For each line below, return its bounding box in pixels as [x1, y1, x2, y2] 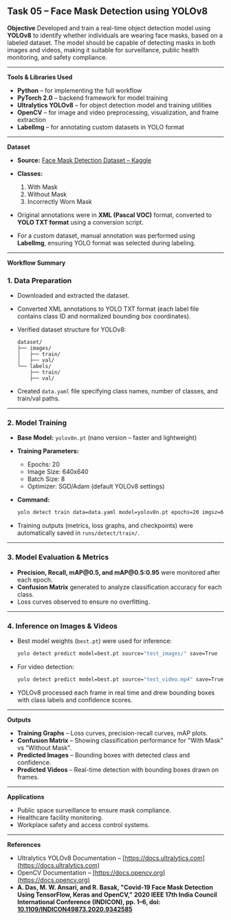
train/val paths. [16, 394, 60, 402]
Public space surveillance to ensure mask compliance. [16, 806, 172, 814]
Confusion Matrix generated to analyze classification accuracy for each [16, 582, 222, 591]
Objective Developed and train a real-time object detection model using [7, 23, 211, 32]
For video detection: [16, 662, 74, 671]
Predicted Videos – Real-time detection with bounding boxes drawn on [16, 765, 219, 774]
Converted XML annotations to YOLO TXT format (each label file [16, 305, 199, 313]
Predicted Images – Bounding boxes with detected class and [16, 750, 190, 759]
